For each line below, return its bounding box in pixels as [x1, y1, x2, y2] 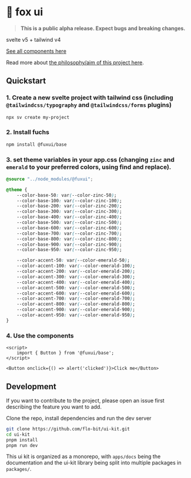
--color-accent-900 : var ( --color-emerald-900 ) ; [16, 307, 135, 313]
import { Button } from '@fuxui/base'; [16, 350, 115, 356]
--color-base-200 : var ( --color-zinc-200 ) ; [16, 203, 122, 209]
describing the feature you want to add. [6, 403, 102, 410]
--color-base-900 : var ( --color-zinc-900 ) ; [16, 241, 122, 248]
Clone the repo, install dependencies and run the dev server [6, 415, 152, 422]
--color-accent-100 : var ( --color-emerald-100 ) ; [16, 263, 135, 269]
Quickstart [6, 76, 46, 86]
